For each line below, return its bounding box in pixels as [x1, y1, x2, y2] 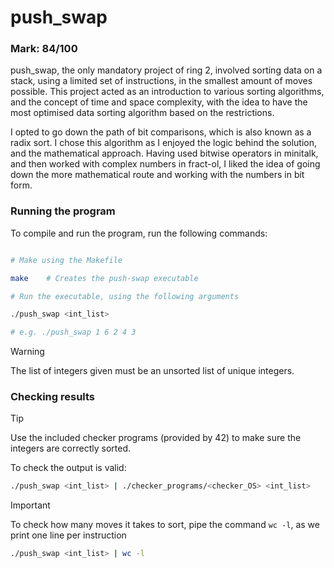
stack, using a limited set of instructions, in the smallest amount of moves [10, 75, 313, 87]
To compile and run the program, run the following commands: [10, 227, 268, 239]
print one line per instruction [10, 529, 127, 541]
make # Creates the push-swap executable [10, 273, 199, 283]
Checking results [10, 390, 96, 404]
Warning [10, 346, 45, 358]
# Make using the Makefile [10, 255, 123, 265]
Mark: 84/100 [10, 42, 78, 56]
